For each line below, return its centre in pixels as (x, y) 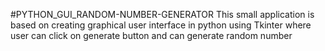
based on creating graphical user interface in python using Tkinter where (161, 25)
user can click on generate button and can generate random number (151, 35)
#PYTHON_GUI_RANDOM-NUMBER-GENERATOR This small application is (162, 14)
